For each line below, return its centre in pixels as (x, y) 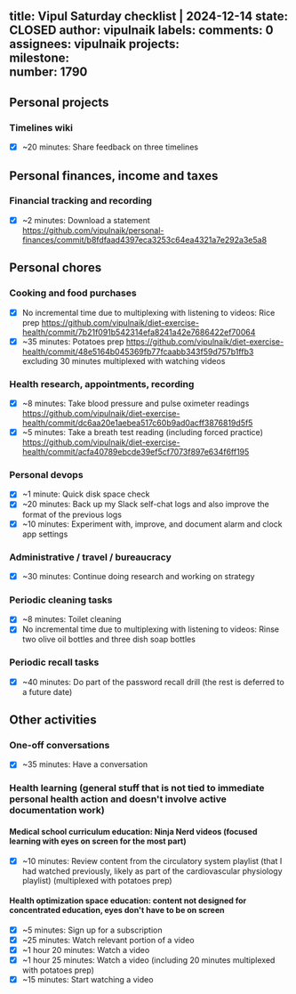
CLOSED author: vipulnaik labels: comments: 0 (141, 31)
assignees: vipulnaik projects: (94, 44)
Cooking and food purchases (73, 293)
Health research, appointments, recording (102, 384)
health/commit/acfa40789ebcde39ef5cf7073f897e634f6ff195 (136, 452)
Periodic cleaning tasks (61, 600)
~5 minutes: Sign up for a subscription (92, 930)
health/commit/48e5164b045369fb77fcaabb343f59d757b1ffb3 (138, 352)
